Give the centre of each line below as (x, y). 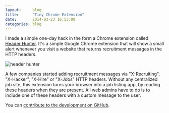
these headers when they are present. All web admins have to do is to (78, 90)
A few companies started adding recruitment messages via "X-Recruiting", (83, 74)
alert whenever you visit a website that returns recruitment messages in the (84, 49)
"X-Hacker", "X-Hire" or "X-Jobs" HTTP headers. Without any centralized (81, 79)
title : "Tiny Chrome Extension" (45, 15)
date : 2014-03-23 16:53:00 (40, 19)
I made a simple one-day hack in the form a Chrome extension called (77, 38)
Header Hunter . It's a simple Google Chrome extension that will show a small (85, 44)
